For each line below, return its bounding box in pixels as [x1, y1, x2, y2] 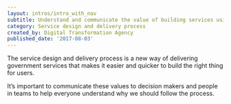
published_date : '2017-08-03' [7, 36, 94, 42]
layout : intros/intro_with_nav [7, 10, 97, 17]
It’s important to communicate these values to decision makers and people [7, 82, 218, 90]
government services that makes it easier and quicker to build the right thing [7, 62, 223, 70]
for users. [7, 69, 34, 77]
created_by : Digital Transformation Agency [7, 29, 134, 36]
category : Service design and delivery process [7, 23, 146, 29]
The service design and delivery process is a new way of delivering [7, 54, 198, 62]
